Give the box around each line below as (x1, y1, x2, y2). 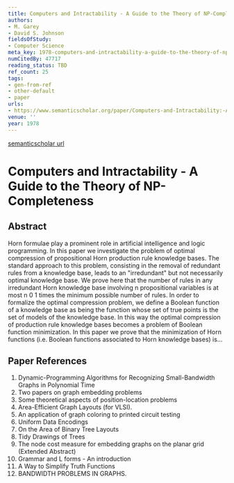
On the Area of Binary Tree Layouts (17, 425, 119, 434)
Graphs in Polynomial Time (17, 381, 96, 389)
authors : (8, 17, 33, 24)
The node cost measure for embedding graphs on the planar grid (17, 440, 204, 448)
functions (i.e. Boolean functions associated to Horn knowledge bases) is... (8, 335, 223, 343)
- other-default (8, 88, 55, 95)
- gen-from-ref (8, 81, 52, 88)
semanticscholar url (8, 139, 65, 147)
